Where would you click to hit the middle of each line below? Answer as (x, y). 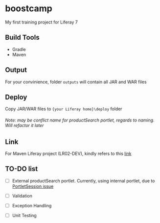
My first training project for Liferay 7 (42, 22)
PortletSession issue (33, 186)
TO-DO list (22, 169)
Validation (22, 196)
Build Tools (23, 37)
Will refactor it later (24, 125)
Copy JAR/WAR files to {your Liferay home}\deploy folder (64, 109)
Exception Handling (32, 205)
